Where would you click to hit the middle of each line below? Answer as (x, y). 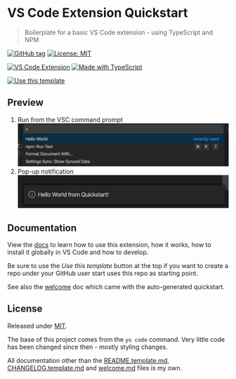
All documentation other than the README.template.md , (88, 360)
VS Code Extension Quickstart (98, 13)
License (25, 309)
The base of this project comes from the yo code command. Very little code (116, 339)
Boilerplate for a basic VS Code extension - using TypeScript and (119, 32)
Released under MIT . (38, 326)
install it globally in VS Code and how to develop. (78, 252)
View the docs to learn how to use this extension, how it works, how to (110, 245)
